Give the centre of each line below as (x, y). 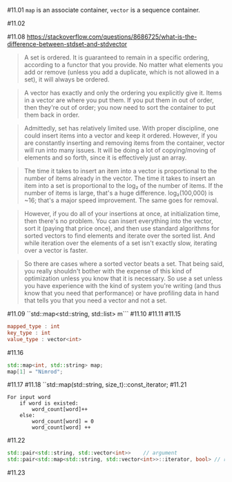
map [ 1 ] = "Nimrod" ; (35, 372)
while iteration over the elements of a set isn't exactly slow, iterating (120, 243)
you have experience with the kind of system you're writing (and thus (123, 286)
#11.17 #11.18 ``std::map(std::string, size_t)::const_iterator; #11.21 (97, 385)
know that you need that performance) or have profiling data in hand (122, 293)
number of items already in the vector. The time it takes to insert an (119, 178)
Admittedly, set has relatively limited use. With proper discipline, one (121, 128)
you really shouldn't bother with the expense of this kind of (108, 271)
